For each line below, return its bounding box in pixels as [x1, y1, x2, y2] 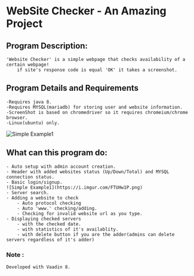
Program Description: [6, 41, 88, 51]
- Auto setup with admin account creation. [6, 163, 116, 170]
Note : [6, 250, 24, 259]
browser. [6, 115, 28, 121]
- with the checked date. [17, 221, 82, 227]
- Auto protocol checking [17, 200, 82, 206]
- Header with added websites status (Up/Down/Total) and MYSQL [6, 168, 170, 174]
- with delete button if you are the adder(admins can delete [17, 231, 175, 237]
